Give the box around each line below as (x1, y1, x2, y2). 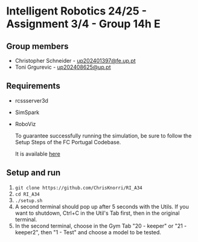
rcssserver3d (14, 97, 48, 104)
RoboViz (14, 120, 36, 127)
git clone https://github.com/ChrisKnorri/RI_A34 (14, 185, 143, 191)
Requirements (6, 81, 60, 91)
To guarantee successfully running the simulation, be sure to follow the (14, 132, 192, 139)
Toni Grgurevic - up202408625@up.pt (14, 63, 111, 71)
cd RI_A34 (14, 191, 40, 197)
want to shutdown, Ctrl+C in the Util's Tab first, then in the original (14, 209, 180, 217)
